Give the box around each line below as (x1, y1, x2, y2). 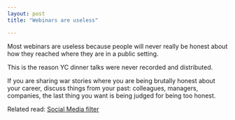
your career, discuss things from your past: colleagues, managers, (7, 84, 199, 92)
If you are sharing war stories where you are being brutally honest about (7, 76, 215, 84)
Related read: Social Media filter (7, 105, 99, 113)
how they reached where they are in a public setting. (7, 50, 159, 58)
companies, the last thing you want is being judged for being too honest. (7, 91, 216, 100)
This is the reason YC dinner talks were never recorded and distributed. (7, 63, 213, 71)
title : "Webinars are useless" (7, 17, 99, 24)
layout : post (7, 10, 45, 17)
